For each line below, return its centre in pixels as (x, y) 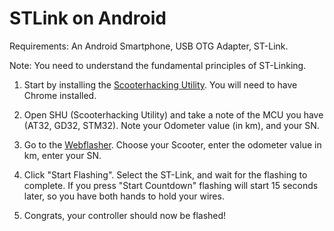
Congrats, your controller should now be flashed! (125, 215)
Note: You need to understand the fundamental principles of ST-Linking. (158, 65)
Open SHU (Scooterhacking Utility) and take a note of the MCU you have (173, 114)
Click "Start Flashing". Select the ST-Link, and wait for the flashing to (165, 174)
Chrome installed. (60, 95)
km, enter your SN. (62, 155)
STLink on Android (88, 18)
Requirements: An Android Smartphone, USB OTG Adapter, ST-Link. (149, 46)
